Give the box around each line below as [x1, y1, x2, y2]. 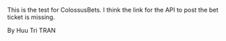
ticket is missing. [7, 13, 56, 21]
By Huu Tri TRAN [7, 27, 56, 34]
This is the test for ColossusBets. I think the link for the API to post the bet [7, 6, 219, 14]
